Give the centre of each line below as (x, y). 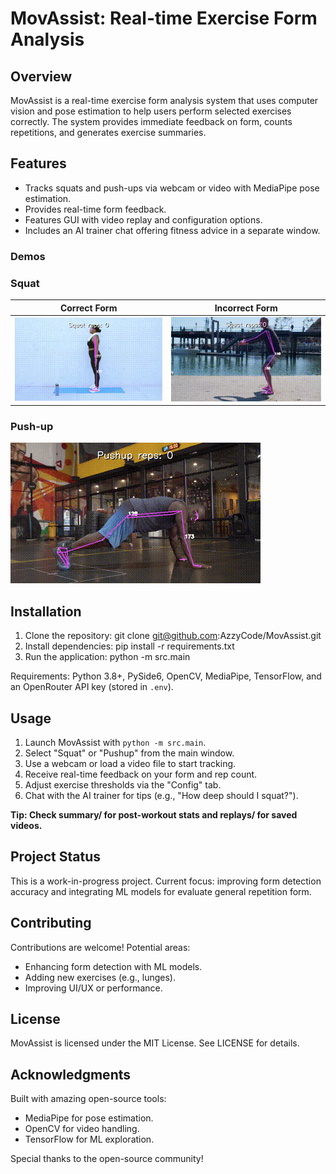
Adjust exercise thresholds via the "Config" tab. (123, 785)
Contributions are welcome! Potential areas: (100, 947)
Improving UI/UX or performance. (93, 988)
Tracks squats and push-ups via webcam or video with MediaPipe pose (172, 188)
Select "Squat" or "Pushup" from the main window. (129, 753)
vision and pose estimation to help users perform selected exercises (151, 111)
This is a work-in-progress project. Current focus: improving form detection (166, 881)
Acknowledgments (71, 1074)
